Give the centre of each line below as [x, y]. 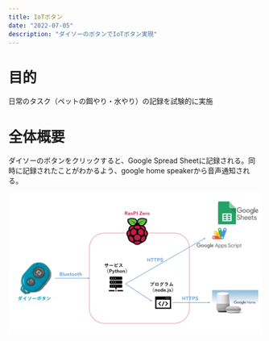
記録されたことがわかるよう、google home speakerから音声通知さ [132, 171]
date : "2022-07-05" [41, 25]
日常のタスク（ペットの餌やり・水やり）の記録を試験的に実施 [111, 102]
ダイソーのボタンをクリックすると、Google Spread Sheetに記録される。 [128, 160]
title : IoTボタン [35, 17]
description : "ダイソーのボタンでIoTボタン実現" [83, 34]
